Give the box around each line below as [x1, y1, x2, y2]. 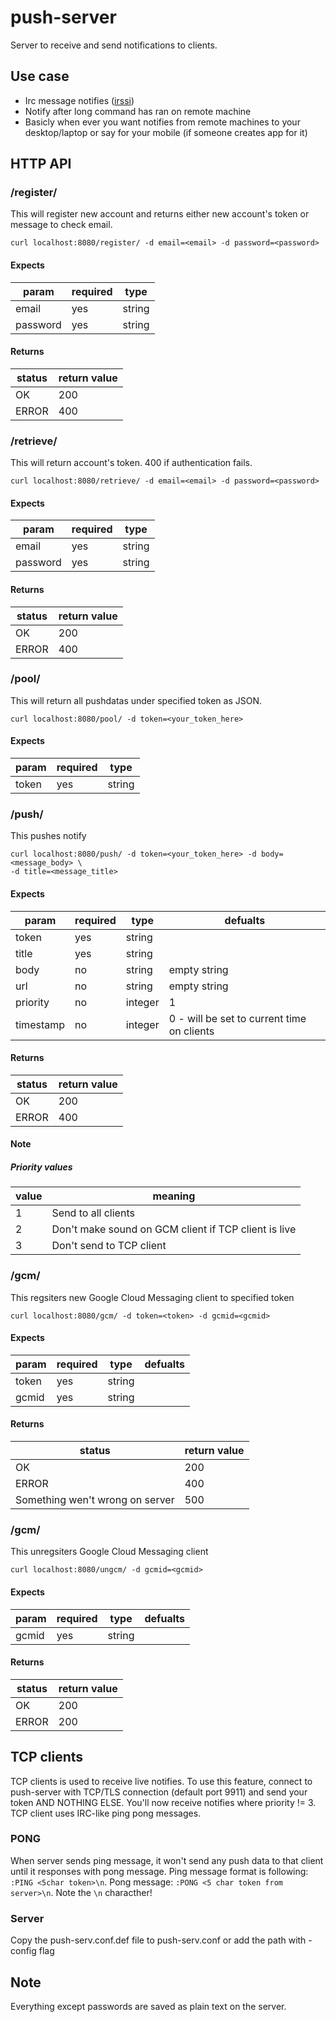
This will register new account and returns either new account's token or [10, 208, 310, 220]
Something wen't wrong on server [15, 1493, 175, 1507]
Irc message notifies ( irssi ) [24, 94, 135, 106]
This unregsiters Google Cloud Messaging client [10, 1546, 209, 1558]
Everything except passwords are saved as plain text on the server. [10, 2000, 287, 2012]
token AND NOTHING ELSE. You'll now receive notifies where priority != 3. [10, 1796, 317, 1808]
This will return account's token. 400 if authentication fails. [10, 457, 253, 469]
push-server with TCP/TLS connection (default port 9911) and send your [10, 1786, 308, 1798]
